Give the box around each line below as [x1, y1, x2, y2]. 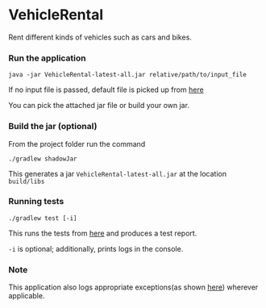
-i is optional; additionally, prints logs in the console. [8, 243, 184, 253]
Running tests [8, 196, 64, 207]
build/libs [8, 177, 45, 185]
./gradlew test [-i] [8, 214, 78, 223]
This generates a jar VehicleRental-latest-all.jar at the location [8, 169, 227, 178]
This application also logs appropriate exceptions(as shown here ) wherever [8, 282, 259, 292]
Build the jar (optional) [8, 121, 98, 132]
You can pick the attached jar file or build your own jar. [8, 101, 189, 110]
